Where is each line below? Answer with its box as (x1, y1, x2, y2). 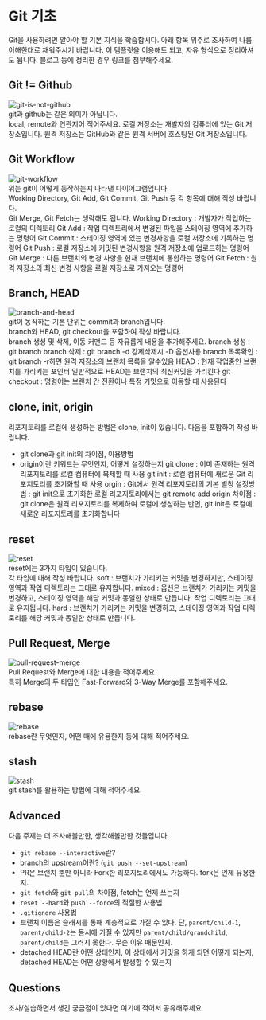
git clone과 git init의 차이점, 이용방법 (19, 449, 134, 459)
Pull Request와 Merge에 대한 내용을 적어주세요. (8, 666, 157, 677)
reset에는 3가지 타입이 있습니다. (8, 563, 108, 573)
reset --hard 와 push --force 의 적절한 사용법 (19, 897, 163, 908)
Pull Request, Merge (8, 636, 110, 650)
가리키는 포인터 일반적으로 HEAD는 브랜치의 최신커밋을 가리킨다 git (22, 367, 231, 377)
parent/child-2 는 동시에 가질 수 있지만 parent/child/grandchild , (19, 928, 228, 937)
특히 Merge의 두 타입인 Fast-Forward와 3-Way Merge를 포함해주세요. (8, 677, 229, 686)
